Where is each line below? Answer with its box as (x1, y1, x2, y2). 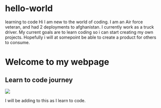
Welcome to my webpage (5, 57, 110, 68)
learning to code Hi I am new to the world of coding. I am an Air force (5, 19, 143, 25)
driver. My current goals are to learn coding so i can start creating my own (5, 29, 154, 35)
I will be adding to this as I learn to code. (5, 97, 86, 103)
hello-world (5, 3, 53, 14)
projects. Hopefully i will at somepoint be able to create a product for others (5, 34, 157, 40)
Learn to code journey (5, 76, 73, 84)
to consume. (5, 39, 30, 45)
